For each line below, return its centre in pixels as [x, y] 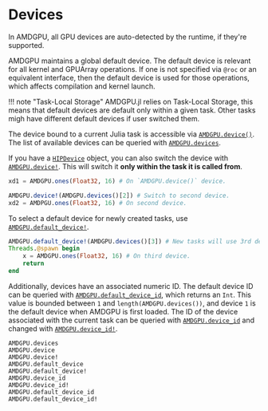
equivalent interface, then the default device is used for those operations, [129, 77]
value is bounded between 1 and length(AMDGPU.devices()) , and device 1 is [132, 303]
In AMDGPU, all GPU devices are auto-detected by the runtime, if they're [128, 37]
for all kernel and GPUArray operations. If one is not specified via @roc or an [132, 69]
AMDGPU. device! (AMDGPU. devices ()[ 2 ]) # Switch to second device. [119, 196]
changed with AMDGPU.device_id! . [63, 328]
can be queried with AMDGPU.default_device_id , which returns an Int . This [130, 294]
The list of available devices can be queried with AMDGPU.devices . [115, 142]
